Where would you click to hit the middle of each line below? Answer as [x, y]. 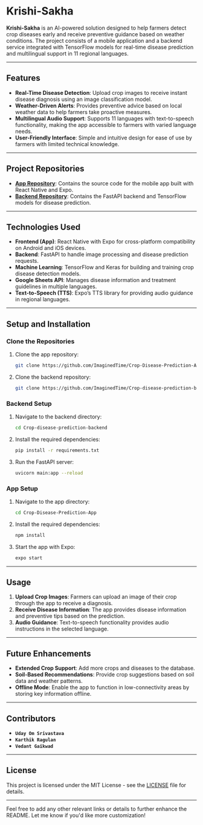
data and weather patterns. [49, 681]
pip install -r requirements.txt [57, 450]
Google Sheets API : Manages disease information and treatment [95, 280]
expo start [29, 558]
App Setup [22, 489]
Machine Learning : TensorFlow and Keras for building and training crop [105, 268]
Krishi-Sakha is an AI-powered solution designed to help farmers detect [96, 28]
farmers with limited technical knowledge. [67, 144]
